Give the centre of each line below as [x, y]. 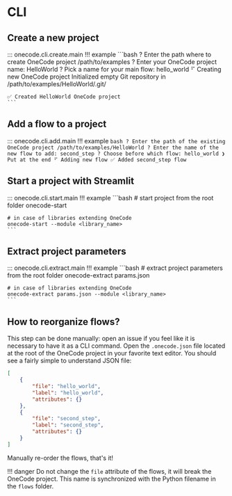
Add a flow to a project [57, 124]
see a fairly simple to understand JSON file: [69, 361]
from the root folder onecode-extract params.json [78, 275]
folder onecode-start [37, 205]
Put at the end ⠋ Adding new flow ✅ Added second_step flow [97, 160]
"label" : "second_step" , [68, 425]
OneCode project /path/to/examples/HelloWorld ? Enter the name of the [113, 147]
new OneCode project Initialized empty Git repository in [87, 77]
